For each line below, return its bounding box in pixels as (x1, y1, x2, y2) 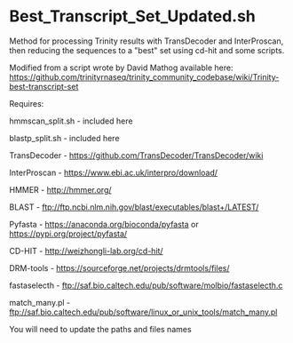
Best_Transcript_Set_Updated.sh (9, 6, 256, 27)
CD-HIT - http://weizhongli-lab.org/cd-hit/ (9, 245, 163, 256)
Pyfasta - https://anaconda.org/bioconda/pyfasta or (9, 219, 199, 229)
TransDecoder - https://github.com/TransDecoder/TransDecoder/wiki (9, 149, 264, 161)
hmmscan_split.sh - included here (9, 116, 133, 126)
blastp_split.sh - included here (9, 132, 120, 143)
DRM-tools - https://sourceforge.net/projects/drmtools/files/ (9, 262, 230, 273)
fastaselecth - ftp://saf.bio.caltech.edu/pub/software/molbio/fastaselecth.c (9, 280, 283, 291)
